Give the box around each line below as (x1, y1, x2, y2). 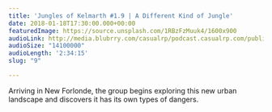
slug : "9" (8, 57, 42, 65)
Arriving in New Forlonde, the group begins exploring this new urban (8, 85, 237, 95)
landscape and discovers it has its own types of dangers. (8, 94, 199, 104)
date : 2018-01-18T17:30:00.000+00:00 (8, 19, 136, 27)
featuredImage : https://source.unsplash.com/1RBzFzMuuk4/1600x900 (8, 27, 237, 35)
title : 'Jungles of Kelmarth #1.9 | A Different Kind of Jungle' (8, 11, 233, 20)
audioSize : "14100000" (8, 42, 85, 50)
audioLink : (8, 34, 45, 43)
